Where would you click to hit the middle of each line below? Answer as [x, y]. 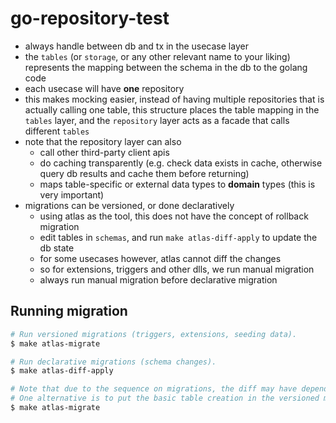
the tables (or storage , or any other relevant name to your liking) [157, 56]
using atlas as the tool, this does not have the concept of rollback [174, 216]
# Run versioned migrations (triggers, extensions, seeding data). [154, 334]
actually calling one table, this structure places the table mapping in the [172, 109]
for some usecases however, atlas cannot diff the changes [160, 258]
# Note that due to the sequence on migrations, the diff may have [154, 389]
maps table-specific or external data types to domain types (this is [177, 184]
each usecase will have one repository [104, 88]
